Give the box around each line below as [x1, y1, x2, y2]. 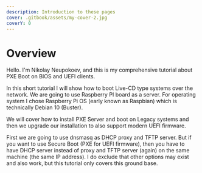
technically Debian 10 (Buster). [6, 104, 83, 111]
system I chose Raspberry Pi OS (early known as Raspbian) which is [6, 98, 178, 105]
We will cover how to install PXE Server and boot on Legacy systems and [6, 116, 189, 123]
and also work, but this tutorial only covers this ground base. [6, 160, 158, 167]
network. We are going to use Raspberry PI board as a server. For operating [6, 91, 196, 98]
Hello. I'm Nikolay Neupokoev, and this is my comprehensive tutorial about [6, 66, 193, 73]
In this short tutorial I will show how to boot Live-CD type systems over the [6, 84, 193, 92]
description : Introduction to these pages [6, 8, 116, 15]
